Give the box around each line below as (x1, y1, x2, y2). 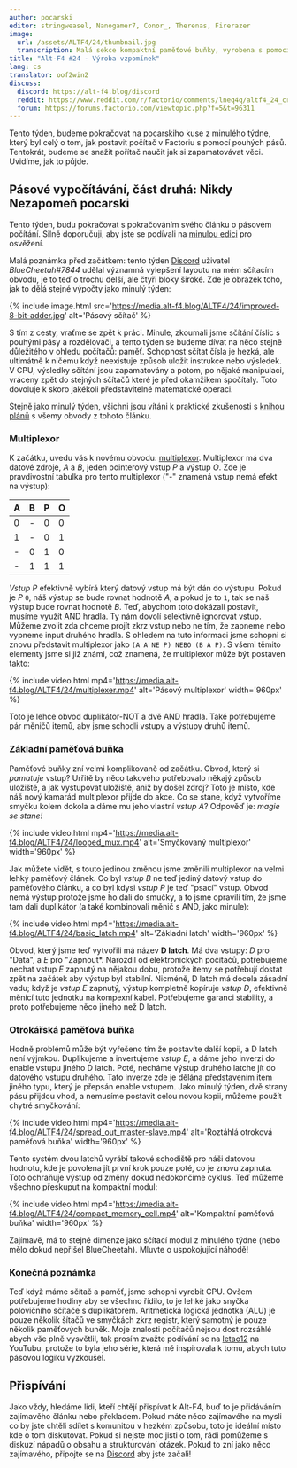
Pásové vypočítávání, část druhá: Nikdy (9, 182, 232, 197)
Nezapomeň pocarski (9, 196, 130, 211)
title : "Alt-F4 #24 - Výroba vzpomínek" (9, 54, 161, 63)
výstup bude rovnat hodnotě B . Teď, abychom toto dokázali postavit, (9, 602, 259, 613)
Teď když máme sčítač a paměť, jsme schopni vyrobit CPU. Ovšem (9, 1286, 253, 1297)
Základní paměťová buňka (9, 743, 124, 755)
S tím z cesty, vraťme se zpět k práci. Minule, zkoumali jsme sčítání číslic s (9, 327, 280, 338)
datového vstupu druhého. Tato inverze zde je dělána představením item (9, 1072, 272, 1082)
